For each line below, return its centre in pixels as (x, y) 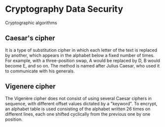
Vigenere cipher (30, 86)
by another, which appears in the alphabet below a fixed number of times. (80, 55)
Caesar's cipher (30, 38)
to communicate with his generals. (40, 71)
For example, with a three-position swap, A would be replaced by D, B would (82, 61)
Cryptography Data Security (64, 9)
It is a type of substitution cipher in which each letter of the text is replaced (81, 50)
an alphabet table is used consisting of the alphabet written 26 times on (78, 109)
